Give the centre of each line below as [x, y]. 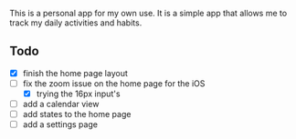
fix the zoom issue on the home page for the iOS [114, 83]
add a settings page [60, 124]
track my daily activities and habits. [76, 23]
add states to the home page [77, 114]
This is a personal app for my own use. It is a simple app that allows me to [148, 13]
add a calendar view [61, 104]
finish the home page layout [75, 73]
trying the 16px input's [78, 94]
